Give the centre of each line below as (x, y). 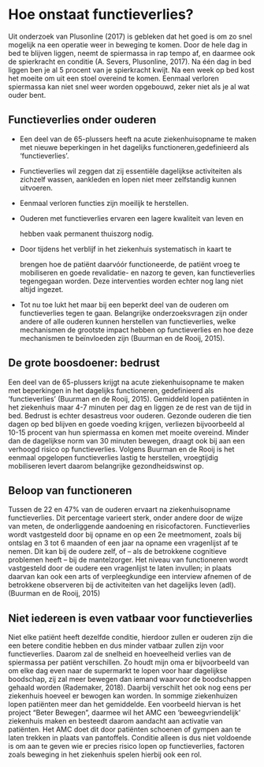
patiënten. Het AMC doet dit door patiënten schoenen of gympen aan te (125, 730)
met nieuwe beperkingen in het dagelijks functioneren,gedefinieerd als (134, 147)
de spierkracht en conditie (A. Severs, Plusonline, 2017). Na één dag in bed (130, 62)
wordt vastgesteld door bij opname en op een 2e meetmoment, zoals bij (125, 535)
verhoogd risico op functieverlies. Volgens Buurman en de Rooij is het (121, 449)
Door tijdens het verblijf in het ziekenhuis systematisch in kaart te (126, 249)
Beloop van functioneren (70, 490)
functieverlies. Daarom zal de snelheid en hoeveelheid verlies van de (120, 654)
